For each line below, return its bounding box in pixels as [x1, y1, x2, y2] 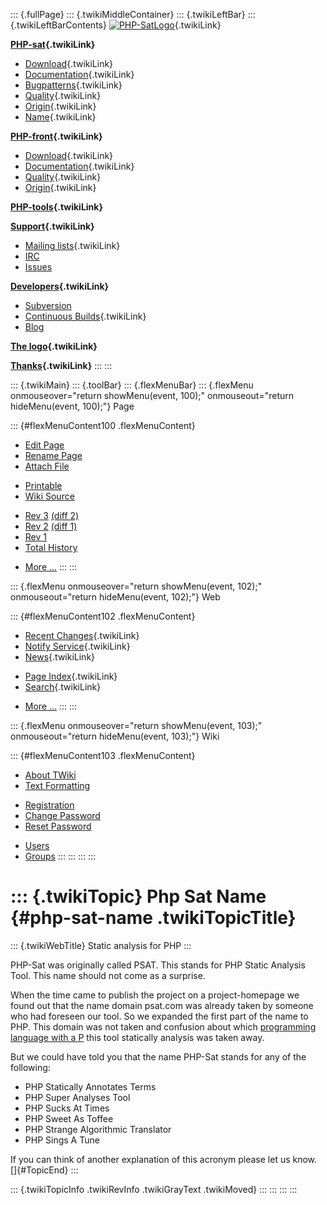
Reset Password [24, 820, 92, 832]
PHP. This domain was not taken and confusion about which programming [10, 1020, 317, 1033]
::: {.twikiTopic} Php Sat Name [10, 885, 267, 908]
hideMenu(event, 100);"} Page [10, 400, 135, 412]
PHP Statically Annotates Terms [24, 1080, 157, 1093]
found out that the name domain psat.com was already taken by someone [10, 999, 314, 1011]
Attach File [24, 460, 70, 472]
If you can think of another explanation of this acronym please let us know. [10, 1153, 318, 1165]
